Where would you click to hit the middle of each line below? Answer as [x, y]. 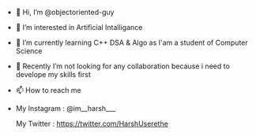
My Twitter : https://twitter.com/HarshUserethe [92, 123]
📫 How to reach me [48, 90]
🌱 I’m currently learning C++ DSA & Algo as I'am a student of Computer [132, 42]
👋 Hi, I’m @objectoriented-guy [65, 12]
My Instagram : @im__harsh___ [66, 108]
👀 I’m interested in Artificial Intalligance [79, 27]
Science [29, 51]
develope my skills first [53, 74]
